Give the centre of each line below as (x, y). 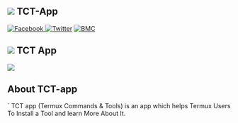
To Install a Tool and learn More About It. (67, 114)
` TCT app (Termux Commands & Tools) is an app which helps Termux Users (119, 106)
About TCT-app (42, 90)
